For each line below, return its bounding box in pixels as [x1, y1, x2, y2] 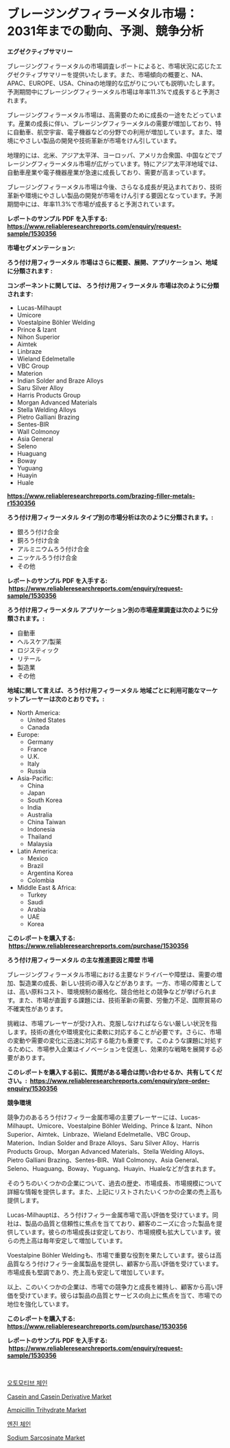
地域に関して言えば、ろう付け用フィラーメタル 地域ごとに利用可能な [7, 686, 201, 695]
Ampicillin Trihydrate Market [7, 1405, 87, 1414]
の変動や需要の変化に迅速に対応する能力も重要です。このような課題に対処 [7, 1036, 217, 1044]
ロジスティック [16, 646, 60, 654]
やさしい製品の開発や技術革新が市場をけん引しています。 [18, 136, 181, 145]
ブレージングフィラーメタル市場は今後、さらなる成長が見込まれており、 [7, 182, 210, 191]
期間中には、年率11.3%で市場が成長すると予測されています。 [7, 200, 179, 208]
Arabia [27, 905, 47, 913]
